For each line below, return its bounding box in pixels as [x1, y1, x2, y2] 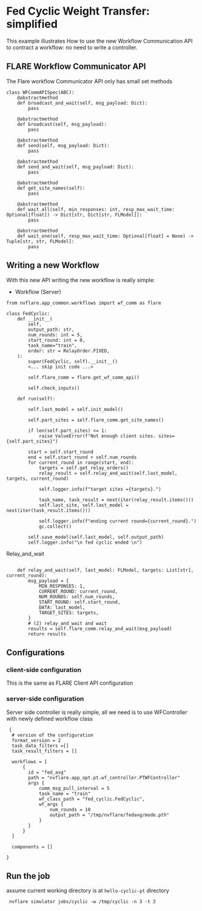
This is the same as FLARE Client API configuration [6, 679, 133, 687]
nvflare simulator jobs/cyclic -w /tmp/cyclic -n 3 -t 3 [8, 899, 156, 905]
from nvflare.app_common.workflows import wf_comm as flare [6, 300, 162, 306]
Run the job [6, 871, 50, 881]
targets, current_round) [6, 476, 69, 482]
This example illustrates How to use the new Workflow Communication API [6, 37, 193, 44]
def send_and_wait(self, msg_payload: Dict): [17, 164, 135, 170]
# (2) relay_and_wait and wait [28, 620, 107, 626]
